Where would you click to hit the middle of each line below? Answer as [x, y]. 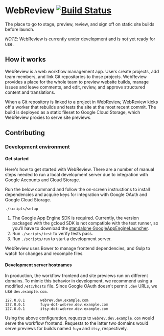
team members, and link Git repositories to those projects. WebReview [76, 77]
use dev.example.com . [26, 291]
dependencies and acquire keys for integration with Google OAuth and [76, 195]
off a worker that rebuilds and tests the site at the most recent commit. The [81, 107]
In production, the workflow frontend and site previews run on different [77, 276]
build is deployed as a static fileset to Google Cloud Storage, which [73, 112]
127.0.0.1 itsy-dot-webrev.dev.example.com [57, 309]
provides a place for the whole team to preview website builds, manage [77, 82]
